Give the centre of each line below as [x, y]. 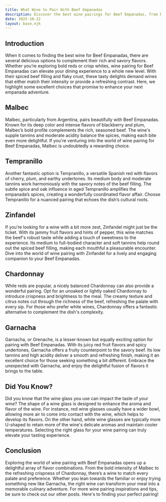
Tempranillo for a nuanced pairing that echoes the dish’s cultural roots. [77, 199]
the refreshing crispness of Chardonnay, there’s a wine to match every [77, 473]
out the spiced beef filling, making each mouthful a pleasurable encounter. [81, 248]
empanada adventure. [28, 92]
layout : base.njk [23, 23]
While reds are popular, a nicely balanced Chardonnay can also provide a [80, 286]
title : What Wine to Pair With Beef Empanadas [54, 10]
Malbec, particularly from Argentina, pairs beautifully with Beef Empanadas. [82, 120]
